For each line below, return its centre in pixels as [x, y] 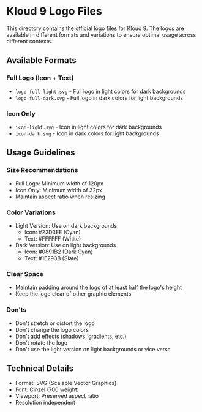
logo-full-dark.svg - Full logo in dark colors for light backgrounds [99, 98]
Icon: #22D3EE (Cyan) [52, 232]
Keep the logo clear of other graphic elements [73, 294]
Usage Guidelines [41, 153]
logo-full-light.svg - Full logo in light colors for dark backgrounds [100, 91]
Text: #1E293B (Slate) [51, 258]
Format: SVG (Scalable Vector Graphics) [66, 383]
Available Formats [41, 60]
